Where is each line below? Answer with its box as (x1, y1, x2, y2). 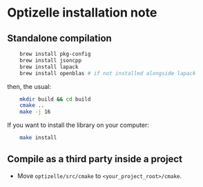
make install (19, 135, 57, 141)
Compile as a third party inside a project (7, 153, 183, 165)
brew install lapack (19, 63, 79, 70)
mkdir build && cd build (19, 95, 91, 103)
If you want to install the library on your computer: (7, 121, 150, 129)
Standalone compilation (7, 32, 112, 44)
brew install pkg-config (19, 50, 91, 57)
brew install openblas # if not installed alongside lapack (19, 70, 196, 77)
